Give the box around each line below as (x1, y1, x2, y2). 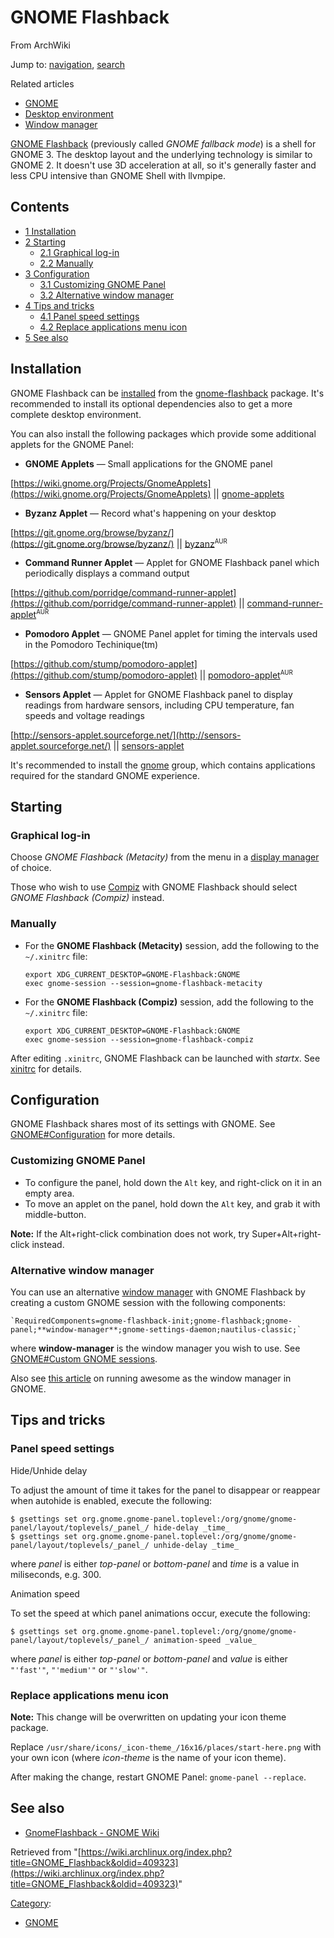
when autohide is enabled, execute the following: (10, 1494, 213, 1506)
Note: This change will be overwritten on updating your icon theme (10, 1711, 287, 1723)
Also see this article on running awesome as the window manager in (10, 1372, 292, 1384)
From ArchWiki (10, 39, 72, 51)
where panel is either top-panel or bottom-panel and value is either (10, 1652, 288, 1665)
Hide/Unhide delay (10, 1464, 88, 1476)
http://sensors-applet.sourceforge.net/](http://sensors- (13, 729, 242, 741)
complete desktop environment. (10, 408, 142, 420)
